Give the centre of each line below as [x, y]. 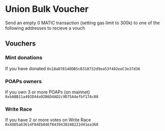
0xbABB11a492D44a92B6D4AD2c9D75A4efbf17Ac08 [52, 97]
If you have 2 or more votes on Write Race [48, 120]
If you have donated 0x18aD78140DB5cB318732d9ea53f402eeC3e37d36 [73, 68]
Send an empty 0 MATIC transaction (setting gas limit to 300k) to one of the [82, 23]
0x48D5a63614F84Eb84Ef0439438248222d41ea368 [52, 125]
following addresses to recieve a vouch [45, 28]
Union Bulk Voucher [47, 9]
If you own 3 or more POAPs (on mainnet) [48, 92]
